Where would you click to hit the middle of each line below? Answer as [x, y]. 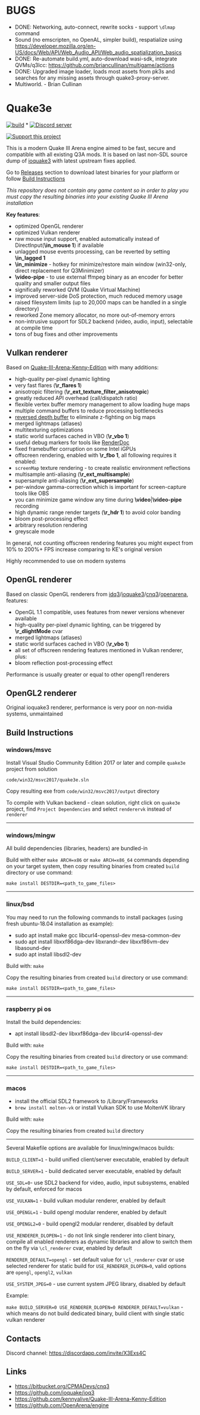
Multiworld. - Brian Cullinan [48, 84]
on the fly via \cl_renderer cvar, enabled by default [69, 1248]
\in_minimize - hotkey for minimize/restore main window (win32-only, [101, 264]
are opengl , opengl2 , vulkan [39, 1272]
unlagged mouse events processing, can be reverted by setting [92, 251]
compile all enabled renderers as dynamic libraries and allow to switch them [99, 1242]
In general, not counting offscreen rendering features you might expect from [100, 543]
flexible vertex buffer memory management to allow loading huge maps [102, 404]
